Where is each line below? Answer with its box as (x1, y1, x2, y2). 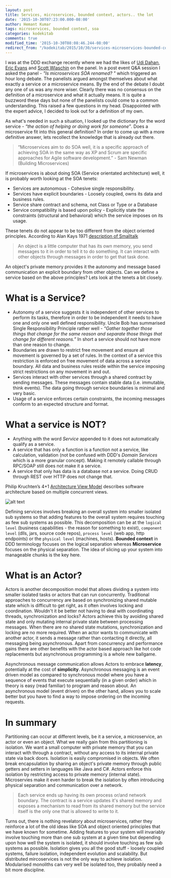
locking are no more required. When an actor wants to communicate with (5, 630, 158, 636)
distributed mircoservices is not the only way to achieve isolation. (5, 856, 142, 862)
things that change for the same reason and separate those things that (12, 330, 162, 336)
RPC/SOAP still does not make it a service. (12, 463, 102, 469)
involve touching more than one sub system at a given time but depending (5, 834, 161, 840)
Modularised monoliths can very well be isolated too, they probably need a (5, 861, 162, 868)
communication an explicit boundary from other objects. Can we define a (5, 269, 159, 275)
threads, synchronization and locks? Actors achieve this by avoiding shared (5, 613, 164, 619)
